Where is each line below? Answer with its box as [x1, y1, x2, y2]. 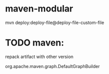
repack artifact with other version [5, 53, 74, 59]
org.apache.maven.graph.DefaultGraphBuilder [5, 63, 100, 69]
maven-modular [5, 3, 73, 14]
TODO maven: [5, 37, 64, 48]
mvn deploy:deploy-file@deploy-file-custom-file [5, 19, 105, 25]
